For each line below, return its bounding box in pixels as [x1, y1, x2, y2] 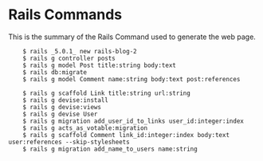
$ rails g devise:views [22, 103, 102, 111]
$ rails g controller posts [22, 54, 116, 62]
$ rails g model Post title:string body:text [22, 61, 177, 69]
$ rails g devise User [22, 110, 98, 118]
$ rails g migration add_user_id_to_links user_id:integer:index [22, 117, 245, 125]
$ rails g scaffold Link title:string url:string [22, 89, 191, 97]
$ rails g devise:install [22, 96, 109, 104]
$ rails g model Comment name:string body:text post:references [22, 75, 241, 83]
